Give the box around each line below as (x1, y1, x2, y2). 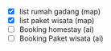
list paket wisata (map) (18, 16, 95, 25)
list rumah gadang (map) (18, 7, 101, 16)
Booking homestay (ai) (18, 25, 94, 34)
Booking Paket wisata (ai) (18, 33, 104, 43)
